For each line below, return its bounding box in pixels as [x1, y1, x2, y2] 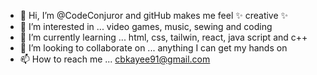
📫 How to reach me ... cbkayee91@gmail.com [19, 53, 211, 65]
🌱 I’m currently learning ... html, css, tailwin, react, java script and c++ [19, 31, 308, 43]
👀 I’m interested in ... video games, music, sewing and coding [19, 21, 273, 32]
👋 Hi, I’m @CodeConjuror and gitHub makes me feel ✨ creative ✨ [19, 10, 289, 21]
